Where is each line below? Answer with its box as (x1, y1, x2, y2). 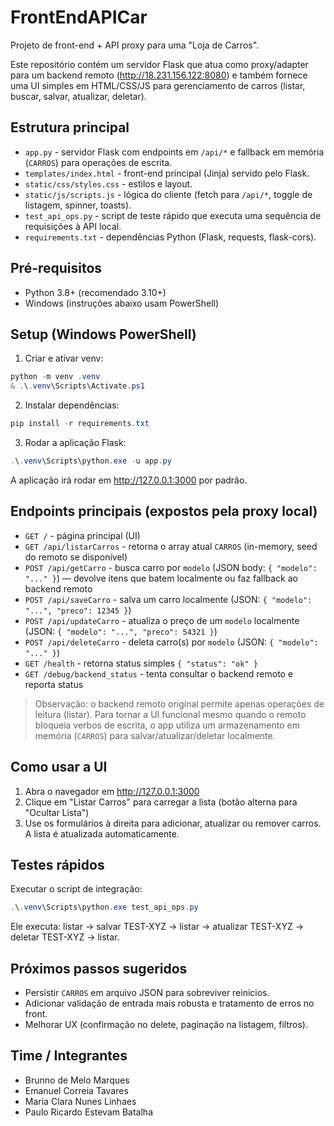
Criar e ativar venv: (24, 352, 104, 365)
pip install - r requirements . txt (10, 419, 150, 429)
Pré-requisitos (10, 260, 103, 277)
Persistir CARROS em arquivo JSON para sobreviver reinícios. (24, 987, 270, 998)
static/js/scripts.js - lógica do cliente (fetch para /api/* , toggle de (24, 188, 313, 200)
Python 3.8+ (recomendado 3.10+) (24, 286, 167, 298)
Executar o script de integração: (10, 883, 143, 895)
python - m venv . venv (10, 372, 101, 382)
